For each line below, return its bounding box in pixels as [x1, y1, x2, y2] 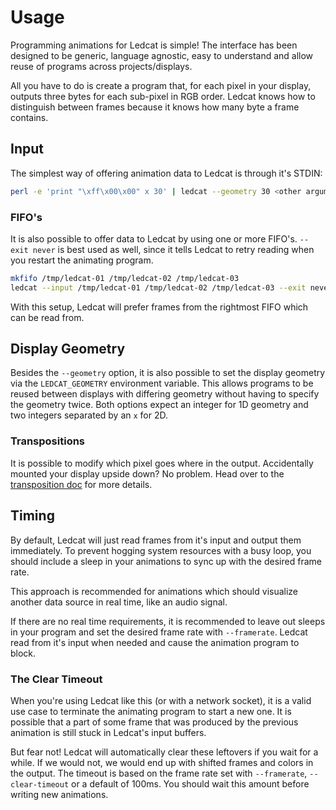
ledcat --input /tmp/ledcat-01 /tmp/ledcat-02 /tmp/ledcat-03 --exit [10, 282, 307, 293]
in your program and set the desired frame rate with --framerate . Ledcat [10, 626, 308, 638]
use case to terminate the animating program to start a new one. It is [10, 705, 292, 717]
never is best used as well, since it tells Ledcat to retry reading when [32, 243, 315, 255]
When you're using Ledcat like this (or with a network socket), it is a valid [10, 694, 312, 706]
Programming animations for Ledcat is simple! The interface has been [10, 39, 298, 51]
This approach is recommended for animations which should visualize [10, 585, 299, 597]
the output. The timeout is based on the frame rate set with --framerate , [10, 767, 308, 779]
